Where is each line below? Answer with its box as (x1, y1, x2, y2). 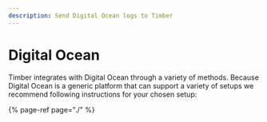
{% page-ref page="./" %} (8, 104, 95, 114)
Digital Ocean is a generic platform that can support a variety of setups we (8, 81, 254, 90)
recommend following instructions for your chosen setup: (8, 89, 197, 99)
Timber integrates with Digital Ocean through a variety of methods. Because (8, 73, 260, 82)
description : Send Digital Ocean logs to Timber (8, 11, 173, 20)
